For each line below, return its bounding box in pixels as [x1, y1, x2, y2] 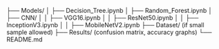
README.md [6, 35, 43, 44]
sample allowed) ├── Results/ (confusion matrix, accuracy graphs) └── [6, 28, 212, 36]
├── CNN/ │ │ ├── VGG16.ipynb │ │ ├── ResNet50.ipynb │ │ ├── [6, 14, 199, 22]
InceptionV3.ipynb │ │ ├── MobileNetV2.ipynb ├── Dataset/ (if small [6, 21, 204, 29]
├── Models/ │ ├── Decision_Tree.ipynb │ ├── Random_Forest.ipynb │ [6, 7, 213, 14]
